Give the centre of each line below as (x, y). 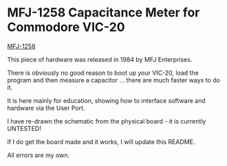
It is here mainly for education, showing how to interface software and (106, 100)
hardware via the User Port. (46, 108)
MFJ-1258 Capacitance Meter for (104, 13)
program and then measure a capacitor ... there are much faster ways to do (113, 80)
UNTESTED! (24, 128)
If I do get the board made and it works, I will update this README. (101, 141)
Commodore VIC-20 (66, 27)
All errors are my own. (39, 155)
